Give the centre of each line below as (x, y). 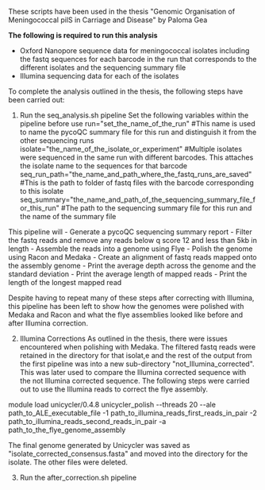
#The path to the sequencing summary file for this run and (156, 208)
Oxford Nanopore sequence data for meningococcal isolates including (134, 50)
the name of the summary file (68, 216)
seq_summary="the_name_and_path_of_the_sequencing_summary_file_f (138, 199)
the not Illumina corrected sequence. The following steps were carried (134, 381)
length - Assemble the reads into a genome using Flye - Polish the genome (131, 249)
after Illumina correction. (48, 323)
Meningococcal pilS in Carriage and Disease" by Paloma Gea (108, 20)
